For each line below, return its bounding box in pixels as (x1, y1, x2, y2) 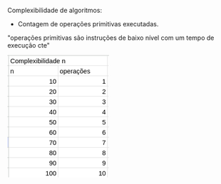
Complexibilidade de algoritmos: (7, 6, 102, 14)
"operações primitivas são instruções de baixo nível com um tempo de (7, 33, 215, 42)
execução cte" (7, 41, 50, 49)
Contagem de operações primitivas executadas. (17, 20, 159, 28)
